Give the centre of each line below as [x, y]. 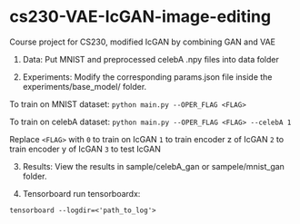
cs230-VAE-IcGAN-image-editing [140, 17]
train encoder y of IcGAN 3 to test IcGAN [85, 149]
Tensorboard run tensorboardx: [81, 193]
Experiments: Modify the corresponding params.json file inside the [147, 77]
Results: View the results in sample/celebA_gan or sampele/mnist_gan [153, 166]
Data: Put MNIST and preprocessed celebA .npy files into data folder [151, 59]
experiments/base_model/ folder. [85, 86]
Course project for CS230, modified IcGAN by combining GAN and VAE [142, 42]
